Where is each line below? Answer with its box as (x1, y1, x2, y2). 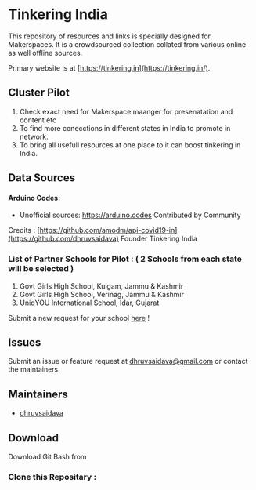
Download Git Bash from (8, 452, 88, 462)
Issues (8, 336, 41, 350)
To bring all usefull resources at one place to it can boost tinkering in (19, 140, 241, 150)
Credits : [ (8, 226, 41, 235)
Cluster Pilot (8, 86, 70, 100)
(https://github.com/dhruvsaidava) (8, 234, 119, 244)
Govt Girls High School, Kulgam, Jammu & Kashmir (19, 281, 184, 291)
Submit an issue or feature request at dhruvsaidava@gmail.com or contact (8, 357, 248, 366)
